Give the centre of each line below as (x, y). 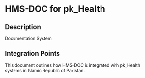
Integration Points (33, 54)
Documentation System (28, 38)
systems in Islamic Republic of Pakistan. (45, 70)
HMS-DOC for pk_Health (55, 9)
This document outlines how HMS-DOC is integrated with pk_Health (73, 65)
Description (23, 27)
